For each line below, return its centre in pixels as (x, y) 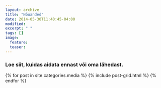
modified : (16, 24)
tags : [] (14, 33)
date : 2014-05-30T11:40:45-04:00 (40, 19)
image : (12, 38)
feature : (19, 42)
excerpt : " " (19, 28)
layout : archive (22, 10)
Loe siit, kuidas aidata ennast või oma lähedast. (64, 64)
